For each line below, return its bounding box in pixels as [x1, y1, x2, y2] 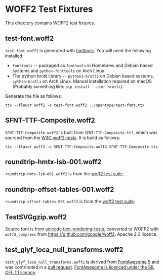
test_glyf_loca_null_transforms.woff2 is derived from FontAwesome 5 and [5, 259, 160, 265]
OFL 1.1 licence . [5, 269, 37, 275]
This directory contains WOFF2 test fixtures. [5, 20, 95, 26]
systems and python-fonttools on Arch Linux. [12, 68, 106, 73]
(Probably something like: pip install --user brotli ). [12, 83, 124, 89]
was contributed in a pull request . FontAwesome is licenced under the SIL [5, 264, 155, 270]
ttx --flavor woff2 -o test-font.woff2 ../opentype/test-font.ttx [5, 103, 145, 108]
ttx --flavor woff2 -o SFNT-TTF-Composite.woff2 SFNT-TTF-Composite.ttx [5, 144, 158, 149]
